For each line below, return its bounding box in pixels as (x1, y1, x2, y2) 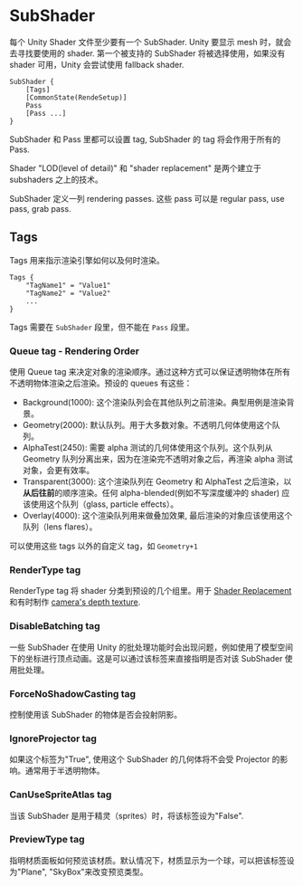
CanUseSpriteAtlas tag (9, 788, 112, 801)
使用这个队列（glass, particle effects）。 (30, 499, 179, 510)
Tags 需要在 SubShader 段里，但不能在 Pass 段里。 (9, 321, 194, 332)
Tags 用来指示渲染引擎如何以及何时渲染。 (9, 254, 165, 265)
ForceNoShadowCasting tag (9, 687, 137, 700)
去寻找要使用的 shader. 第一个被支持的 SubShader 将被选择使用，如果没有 (9, 47, 286, 59)
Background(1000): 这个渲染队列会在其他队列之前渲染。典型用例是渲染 (22, 397, 287, 408)
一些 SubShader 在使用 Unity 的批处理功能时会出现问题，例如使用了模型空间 (9, 642, 294, 653)
